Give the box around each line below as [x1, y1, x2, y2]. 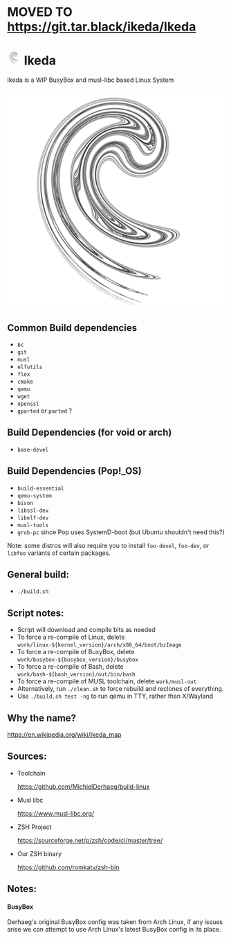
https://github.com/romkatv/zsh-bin [17, 863, 120, 871]
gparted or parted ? [17, 407, 73, 415]
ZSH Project [17, 823, 52, 831]
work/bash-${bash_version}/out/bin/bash [17, 671, 136, 678]
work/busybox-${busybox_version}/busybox [17, 656, 138, 663]
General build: [7, 568, 69, 580]
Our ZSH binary [17, 849, 62, 857]
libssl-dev [17, 507, 49, 514]
